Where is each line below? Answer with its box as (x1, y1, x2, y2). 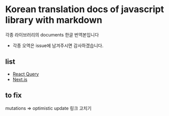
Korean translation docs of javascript (5, 4, 164, 15)
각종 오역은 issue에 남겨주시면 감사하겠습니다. (12, 42, 104, 49)
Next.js (12, 76, 28, 82)
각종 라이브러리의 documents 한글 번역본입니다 (5, 31, 99, 37)
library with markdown (5, 14, 103, 26)
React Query (12, 71, 39, 77)
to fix (5, 91, 22, 100)
